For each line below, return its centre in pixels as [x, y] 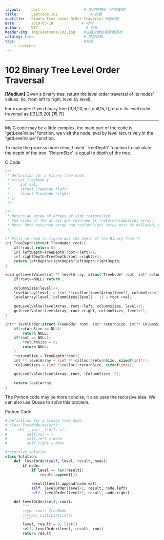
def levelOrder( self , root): [43, 501]
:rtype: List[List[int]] [48, 515]
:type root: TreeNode [45, 511]
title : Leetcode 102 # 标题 [54, 14]
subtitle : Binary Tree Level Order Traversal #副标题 [62, 19]
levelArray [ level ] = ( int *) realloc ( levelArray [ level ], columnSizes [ [86, 293]
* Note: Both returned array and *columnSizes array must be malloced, [82, 225]
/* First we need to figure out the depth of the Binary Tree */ [73, 239]
